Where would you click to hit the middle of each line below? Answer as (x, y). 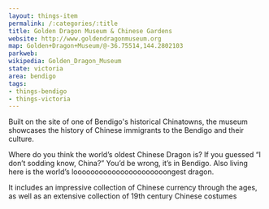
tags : (17, 83)
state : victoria (36, 69)
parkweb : (23, 53)
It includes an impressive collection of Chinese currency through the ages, (133, 188)
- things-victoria (39, 99)
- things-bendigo (38, 91)
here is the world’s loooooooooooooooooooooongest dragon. (111, 172)
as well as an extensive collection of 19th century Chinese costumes (123, 196)
